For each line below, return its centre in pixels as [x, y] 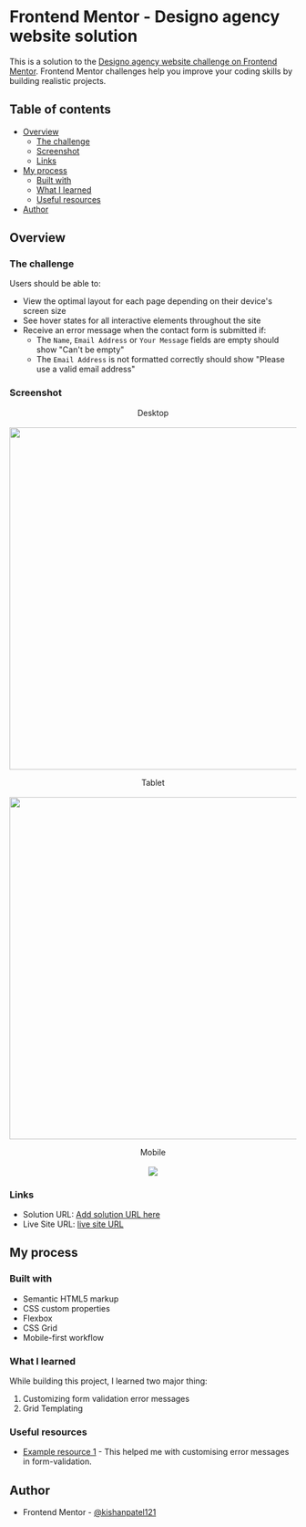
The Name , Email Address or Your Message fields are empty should [158, 340]
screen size [44, 311]
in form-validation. [57, 1461]
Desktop [153, 413]
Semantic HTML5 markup [71, 1299]
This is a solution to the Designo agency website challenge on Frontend [143, 61]
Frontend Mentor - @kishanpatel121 [89, 1512]
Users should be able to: [56, 284]
